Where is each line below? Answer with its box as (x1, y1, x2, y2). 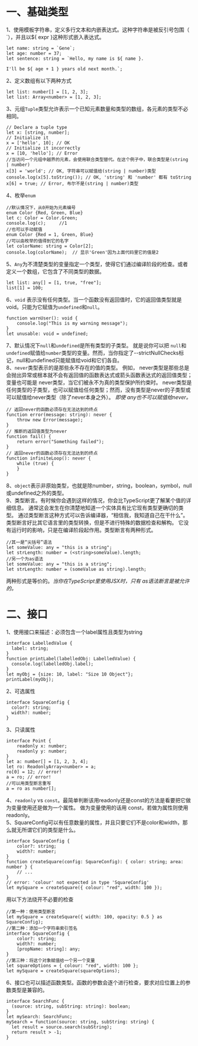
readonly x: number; (17, 743, 67, 749)
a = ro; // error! (6, 774, 51, 780)
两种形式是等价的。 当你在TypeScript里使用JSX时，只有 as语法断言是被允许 (6, 577, 190, 585)
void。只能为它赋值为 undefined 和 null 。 (6, 303, 103, 311)
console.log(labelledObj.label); (11, 661, 94, 667)
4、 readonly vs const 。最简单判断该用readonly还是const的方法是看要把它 (6, 796, 186, 803)
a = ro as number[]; (6, 785, 57, 792)
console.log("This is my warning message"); (17, 320, 128, 326)
